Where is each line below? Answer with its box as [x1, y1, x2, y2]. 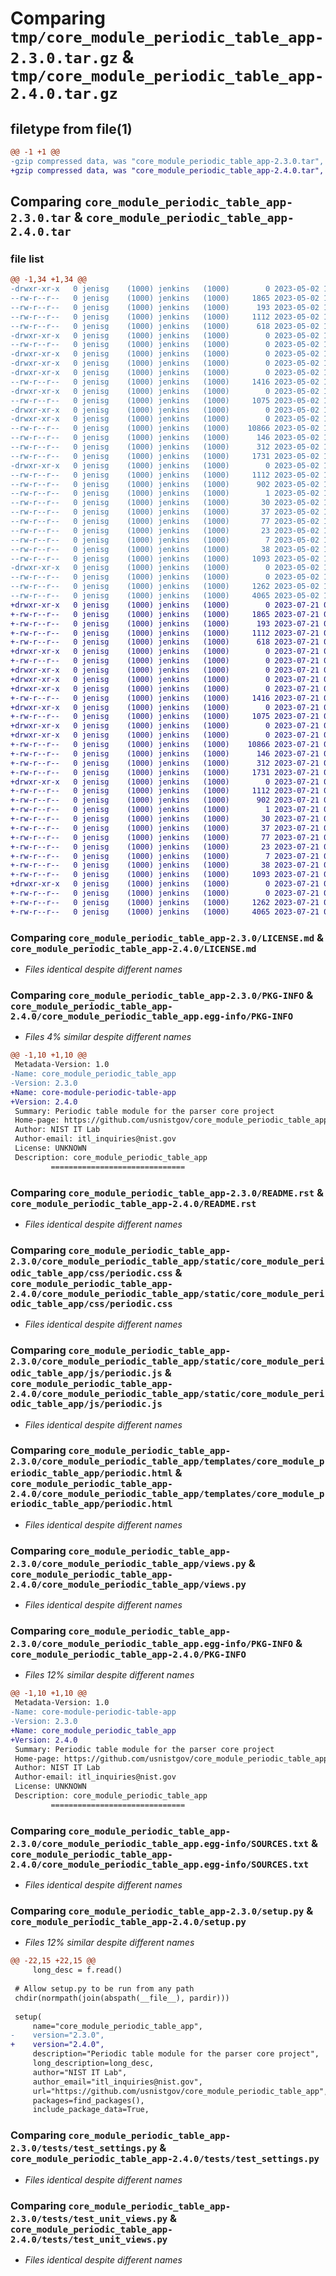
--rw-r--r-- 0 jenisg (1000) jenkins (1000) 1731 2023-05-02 [10, 451, 320, 461]
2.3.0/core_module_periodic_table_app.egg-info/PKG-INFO [10, 1638, 294, 1650]
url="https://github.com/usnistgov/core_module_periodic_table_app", [32, 2086, 329, 2096]
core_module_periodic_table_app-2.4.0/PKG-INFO [10, 1649, 247, 1661]
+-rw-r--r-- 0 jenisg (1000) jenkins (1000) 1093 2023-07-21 [10, 870, 320, 880]
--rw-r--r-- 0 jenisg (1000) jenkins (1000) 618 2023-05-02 [10, 321, 320, 331]
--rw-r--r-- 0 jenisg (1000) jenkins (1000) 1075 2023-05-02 [10, 395, 320, 406]
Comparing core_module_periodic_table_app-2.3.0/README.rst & [10, 1185, 324, 1199]
